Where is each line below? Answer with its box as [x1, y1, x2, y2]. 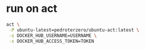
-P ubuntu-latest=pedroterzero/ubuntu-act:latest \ [8, 27, 140, 33]
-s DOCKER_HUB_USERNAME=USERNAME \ [8, 32, 97, 39]
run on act [6, 2, 58, 15]
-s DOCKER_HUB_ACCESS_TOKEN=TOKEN [8, 38, 94, 44]
